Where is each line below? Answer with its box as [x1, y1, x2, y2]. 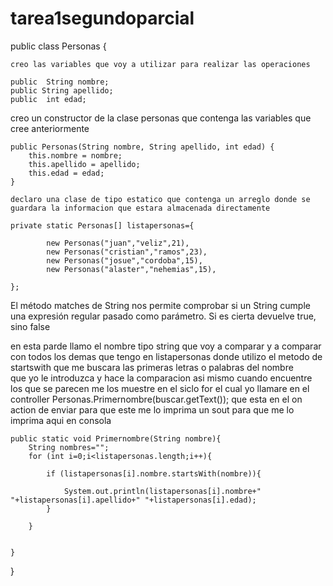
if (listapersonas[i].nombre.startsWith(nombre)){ [46, 468, 262, 479]
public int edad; [10, 94, 87, 104]
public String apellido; [10, 85, 114, 96]
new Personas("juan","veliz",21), [46, 238, 190, 248]
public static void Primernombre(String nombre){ [10, 433, 222, 444]
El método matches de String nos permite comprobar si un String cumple [10, 299, 311, 311]
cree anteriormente [10, 122, 90, 134]
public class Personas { [10, 40, 107, 52]
